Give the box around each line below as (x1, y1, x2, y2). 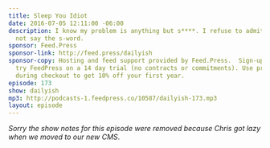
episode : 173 (8, 79, 52, 87)
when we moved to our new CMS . (8, 132, 121, 142)
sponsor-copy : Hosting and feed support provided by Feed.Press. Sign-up (8, 57, 264, 65)
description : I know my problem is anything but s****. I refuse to (8, 27, 243, 35)
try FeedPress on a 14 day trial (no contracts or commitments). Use (15, 64, 253, 72)
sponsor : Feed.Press (8, 42, 78, 50)
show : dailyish (8, 86, 59, 95)
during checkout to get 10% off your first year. (15, 72, 185, 80)
